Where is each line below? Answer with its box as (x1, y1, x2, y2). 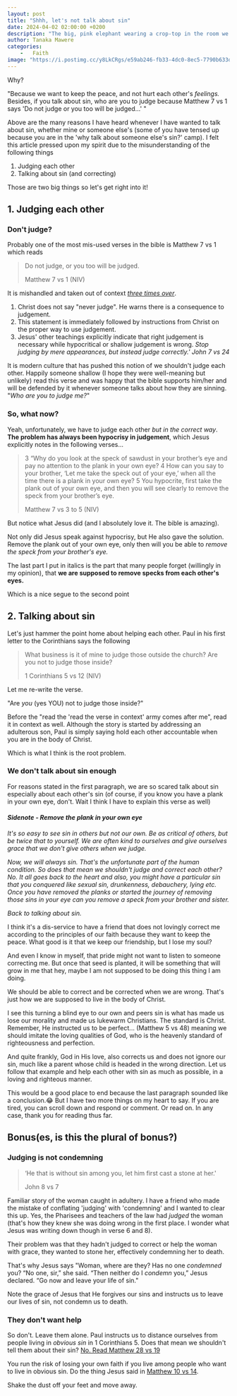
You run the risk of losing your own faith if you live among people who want (7, 1360, 227, 1368)
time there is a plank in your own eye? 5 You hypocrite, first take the (24, 476, 222, 484)
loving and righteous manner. (7, 1075, 92, 1084)
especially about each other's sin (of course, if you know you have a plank (7, 789, 224, 798)
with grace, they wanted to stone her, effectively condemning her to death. (7, 1247, 224, 1255)
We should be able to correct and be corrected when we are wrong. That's (7, 988, 224, 996)
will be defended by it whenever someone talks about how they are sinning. (7, 384, 227, 393)
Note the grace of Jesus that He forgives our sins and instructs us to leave (7, 1289, 224, 1298)
